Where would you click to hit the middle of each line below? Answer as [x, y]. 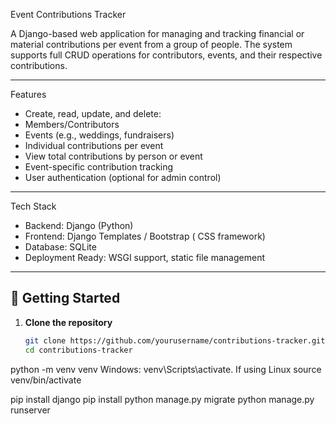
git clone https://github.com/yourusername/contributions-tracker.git [175, 340]
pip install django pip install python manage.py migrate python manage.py [162, 399]
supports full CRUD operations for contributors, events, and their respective [166, 55]
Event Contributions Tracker [68, 14]
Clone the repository [68, 322]
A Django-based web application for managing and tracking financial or [157, 33]
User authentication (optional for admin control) [123, 177]
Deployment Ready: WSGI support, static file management [144, 257]
